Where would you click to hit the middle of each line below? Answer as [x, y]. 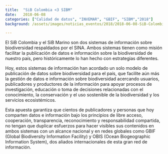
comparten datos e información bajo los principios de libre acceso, [74, 115]
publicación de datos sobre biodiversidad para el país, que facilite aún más [82, 74]
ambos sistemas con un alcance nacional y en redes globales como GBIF [80, 131]
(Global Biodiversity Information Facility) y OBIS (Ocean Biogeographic [78, 136]
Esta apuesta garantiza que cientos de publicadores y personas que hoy [79, 110]
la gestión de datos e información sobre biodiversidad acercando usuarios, [82, 79]
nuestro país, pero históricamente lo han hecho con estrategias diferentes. [82, 59]
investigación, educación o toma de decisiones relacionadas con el [74, 90]
